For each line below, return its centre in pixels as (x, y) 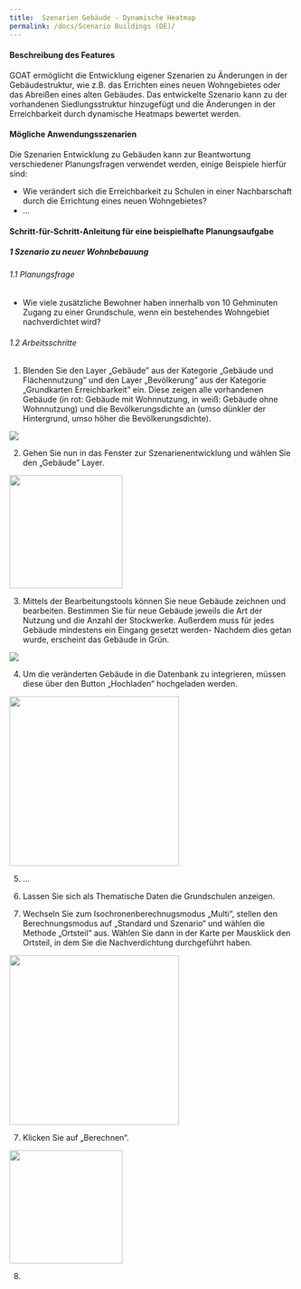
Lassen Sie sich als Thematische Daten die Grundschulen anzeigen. (149, 896)
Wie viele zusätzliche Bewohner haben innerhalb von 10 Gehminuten (150, 303)
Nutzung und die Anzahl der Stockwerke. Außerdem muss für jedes (148, 621)
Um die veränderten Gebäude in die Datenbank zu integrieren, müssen (154, 674)
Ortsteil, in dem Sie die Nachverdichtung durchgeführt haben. (137, 943)
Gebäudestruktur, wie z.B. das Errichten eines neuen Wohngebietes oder (145, 85)
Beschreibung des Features (62, 55)
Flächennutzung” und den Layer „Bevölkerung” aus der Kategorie (144, 380)
